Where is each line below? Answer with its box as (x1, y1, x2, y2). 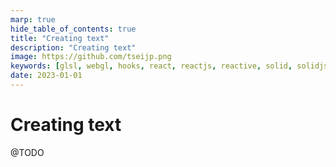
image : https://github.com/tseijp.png (10, 52, 172, 62)
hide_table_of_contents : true (10, 24, 137, 34)
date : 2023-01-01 (10, 71, 83, 81)
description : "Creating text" (10, 42, 137, 53)
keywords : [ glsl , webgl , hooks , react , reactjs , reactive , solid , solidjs (10, 61, 329, 71)
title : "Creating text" (10, 33, 110, 43)
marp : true (10, 14, 56, 25)
